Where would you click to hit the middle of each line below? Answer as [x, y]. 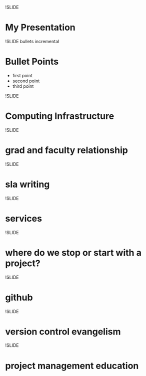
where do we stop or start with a [73, 252]
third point [23, 86]
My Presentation [40, 28]
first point [22, 75]
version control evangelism [63, 332]
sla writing [27, 184]
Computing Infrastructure [60, 116]
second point [26, 81]
